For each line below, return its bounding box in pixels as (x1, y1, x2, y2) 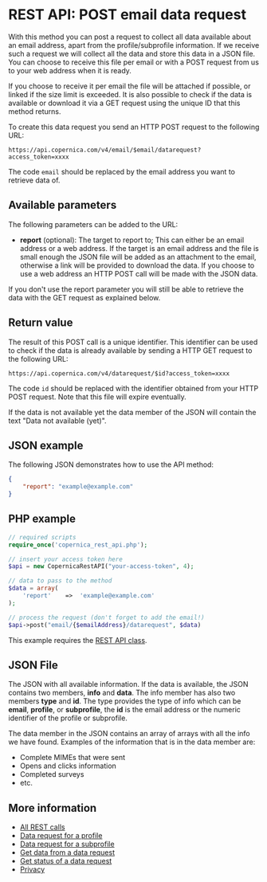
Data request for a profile (19, 831, 103, 841)
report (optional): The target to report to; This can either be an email (19, 235, 245, 245)
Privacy (19, 864, 45, 874)
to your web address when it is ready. (8, 65, 132, 75)
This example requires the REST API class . (8, 635, 147, 645)
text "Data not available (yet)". (8, 416, 107, 425)
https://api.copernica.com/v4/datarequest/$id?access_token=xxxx (8, 369, 230, 378)
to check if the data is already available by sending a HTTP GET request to (8, 345, 253, 355)
